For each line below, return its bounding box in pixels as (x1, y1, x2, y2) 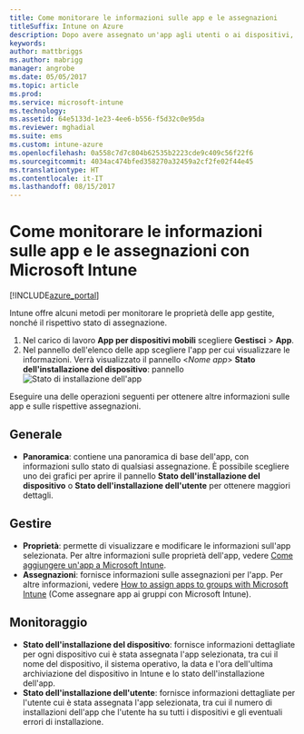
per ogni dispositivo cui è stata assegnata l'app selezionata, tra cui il (22, 649, 279, 660)
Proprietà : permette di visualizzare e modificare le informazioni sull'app (22, 540, 291, 550)
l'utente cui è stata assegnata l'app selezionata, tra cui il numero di (22, 697, 272, 708)
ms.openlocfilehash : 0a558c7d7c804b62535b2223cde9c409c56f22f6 (9, 148, 254, 157)
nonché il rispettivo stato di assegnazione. (9, 317, 168, 328)
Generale (9, 427, 63, 442)
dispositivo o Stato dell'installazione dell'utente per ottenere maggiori (22, 480, 290, 491)
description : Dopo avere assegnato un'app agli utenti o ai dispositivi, (9, 30, 295, 39)
